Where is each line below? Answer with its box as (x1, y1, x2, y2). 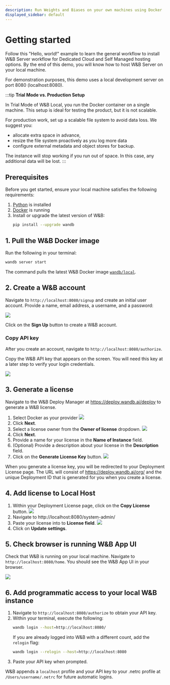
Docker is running (12, 207, 50, 213)
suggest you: (5, 122, 33, 128)
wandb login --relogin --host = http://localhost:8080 (12, 649, 127, 655)
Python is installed (12, 201, 52, 208)
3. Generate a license (5, 385, 74, 394)
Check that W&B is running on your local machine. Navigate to (5, 554, 135, 560)
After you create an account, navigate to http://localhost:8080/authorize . (5, 346, 162, 352)
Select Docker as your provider (12, 415, 78, 421)
